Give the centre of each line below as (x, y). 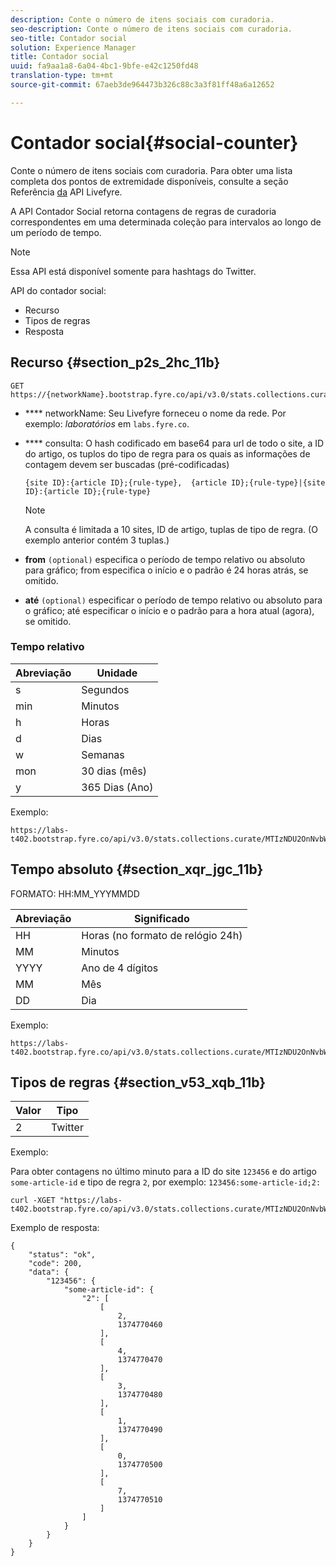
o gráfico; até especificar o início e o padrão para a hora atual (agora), (169, 610)
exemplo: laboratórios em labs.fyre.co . (107, 423)
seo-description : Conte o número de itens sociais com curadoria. (151, 29)
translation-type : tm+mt (62, 76)
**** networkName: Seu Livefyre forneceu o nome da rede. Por (155, 413)
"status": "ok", (62, 1255)
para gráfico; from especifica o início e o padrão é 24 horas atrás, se (166, 570)
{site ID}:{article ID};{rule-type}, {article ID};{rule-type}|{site (175, 482)
